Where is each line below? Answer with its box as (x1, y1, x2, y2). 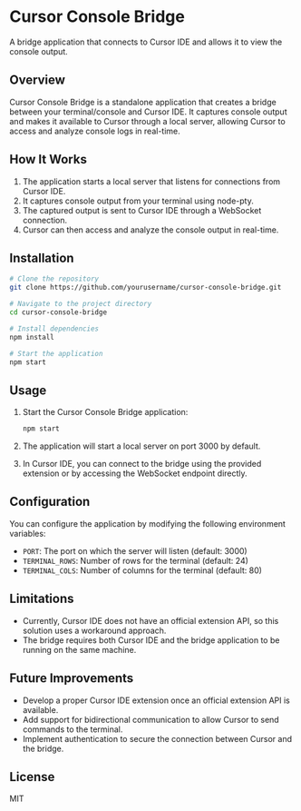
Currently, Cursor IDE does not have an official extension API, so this (22, 615, 279, 626)
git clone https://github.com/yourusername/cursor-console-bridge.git (9, 283, 282, 292)
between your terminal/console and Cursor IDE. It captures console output (9, 106, 287, 117)
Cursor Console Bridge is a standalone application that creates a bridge (9, 96, 277, 107)
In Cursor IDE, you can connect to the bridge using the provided (22, 459, 262, 470)
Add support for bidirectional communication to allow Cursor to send (22, 714, 279, 725)
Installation (9, 250, 74, 265)
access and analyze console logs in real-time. (9, 125, 181, 136)
